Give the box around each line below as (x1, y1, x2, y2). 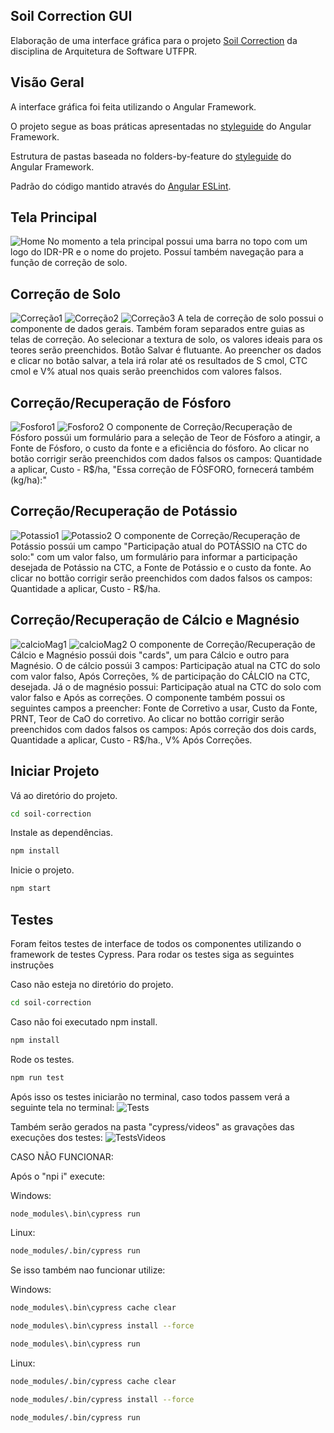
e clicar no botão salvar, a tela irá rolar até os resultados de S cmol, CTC (10, 355, 308, 367)
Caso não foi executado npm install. (10, 1015, 158, 1028)
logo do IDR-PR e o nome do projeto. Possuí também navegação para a (10, 246, 304, 258)
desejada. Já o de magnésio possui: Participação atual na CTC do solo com (10, 680, 322, 693)
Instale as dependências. (10, 827, 114, 839)
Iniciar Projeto (10, 763, 100, 780)
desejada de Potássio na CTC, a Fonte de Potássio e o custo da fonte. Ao (10, 561, 312, 573)
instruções (10, 959, 55, 971)
